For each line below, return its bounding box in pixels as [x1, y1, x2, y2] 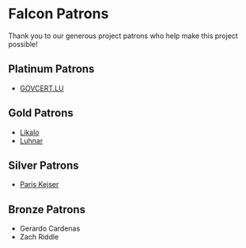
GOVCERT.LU [19, 83, 65, 93]
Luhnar [19, 135, 44, 145]
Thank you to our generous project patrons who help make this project [8, 31, 239, 40]
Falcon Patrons [8, 5, 109, 23]
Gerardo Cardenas [19, 223, 81, 234]
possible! [8, 39, 38, 48]
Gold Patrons [8, 106, 74, 120]
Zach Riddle [19, 232, 59, 242]
